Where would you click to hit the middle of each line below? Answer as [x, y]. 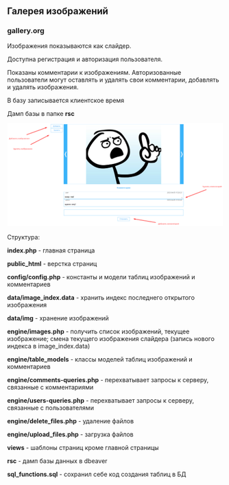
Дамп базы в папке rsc [41, 113]
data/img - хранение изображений [58, 318]
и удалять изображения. [43, 87]
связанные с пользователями [51, 408]
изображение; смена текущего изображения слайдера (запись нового [111, 339]
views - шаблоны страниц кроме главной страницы [83, 448]
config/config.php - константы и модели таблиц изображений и [101, 277]
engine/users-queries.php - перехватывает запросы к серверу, [100, 401]
